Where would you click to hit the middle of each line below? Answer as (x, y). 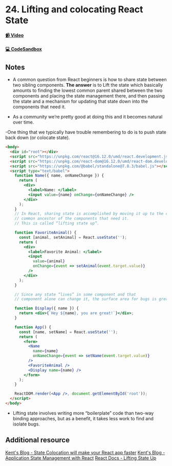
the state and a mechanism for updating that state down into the (80, 102)
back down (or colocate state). (38, 138)
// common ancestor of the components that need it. (72, 219)
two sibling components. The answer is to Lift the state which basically (88, 85)
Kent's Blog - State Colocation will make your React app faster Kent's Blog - (85, 452)
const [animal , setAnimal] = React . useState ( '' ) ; (73, 237)
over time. (23, 122)
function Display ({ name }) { (47, 308)
